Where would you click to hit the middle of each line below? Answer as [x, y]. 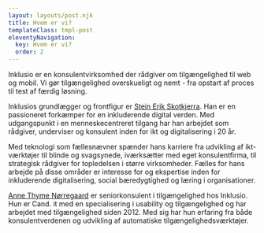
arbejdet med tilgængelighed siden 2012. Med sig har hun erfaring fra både [130, 212]
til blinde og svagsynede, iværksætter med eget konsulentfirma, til [149, 155]
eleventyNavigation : [42, 37]
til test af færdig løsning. [48, 91]
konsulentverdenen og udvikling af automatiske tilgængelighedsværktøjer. [129, 220]
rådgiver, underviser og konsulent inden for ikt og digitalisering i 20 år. [122, 131]
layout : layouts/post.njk [50, 15]
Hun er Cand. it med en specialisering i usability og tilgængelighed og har [127, 204]
